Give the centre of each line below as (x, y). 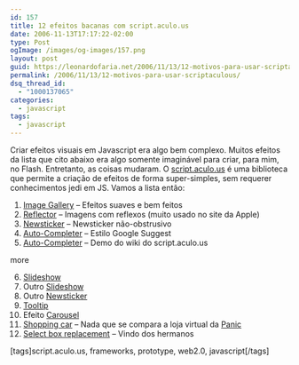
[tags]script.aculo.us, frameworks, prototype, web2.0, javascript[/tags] (140, 351)
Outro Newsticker (55, 296)
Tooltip (35, 305)
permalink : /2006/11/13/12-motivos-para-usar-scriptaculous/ (126, 75)
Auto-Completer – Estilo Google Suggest (97, 233)
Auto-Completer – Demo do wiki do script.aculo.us (115, 242)
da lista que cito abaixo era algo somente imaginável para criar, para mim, (145, 159)
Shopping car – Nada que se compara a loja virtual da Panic (132, 324)
